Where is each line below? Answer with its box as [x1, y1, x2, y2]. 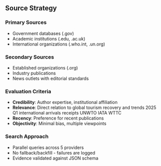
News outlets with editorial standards [12, 75, 89, 81]
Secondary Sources [5, 53, 54, 60]
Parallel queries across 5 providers [12, 144, 84, 150]
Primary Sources [5, 19, 47, 26]
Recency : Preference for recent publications [12, 115, 104, 121]
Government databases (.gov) [12, 30, 74, 36]
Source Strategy [5, 4, 57, 12]
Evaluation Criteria [5, 87, 51, 94]
